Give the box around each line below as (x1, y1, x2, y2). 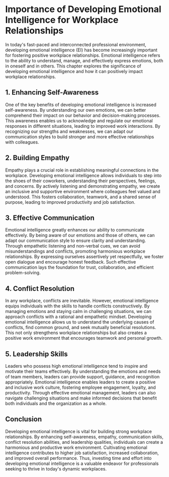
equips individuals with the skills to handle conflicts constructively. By (5, 303, 150, 309)
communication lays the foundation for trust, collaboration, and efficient (5, 264, 154, 270)
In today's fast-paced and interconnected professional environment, (5, 41, 147, 47)
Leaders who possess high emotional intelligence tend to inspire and (5, 363, 147, 369)
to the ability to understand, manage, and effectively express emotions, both (5, 57, 163, 63)
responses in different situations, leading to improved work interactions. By (5, 123, 161, 129)
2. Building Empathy (5, 153, 69, 162)
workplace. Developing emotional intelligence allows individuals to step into (5, 172, 162, 178)
